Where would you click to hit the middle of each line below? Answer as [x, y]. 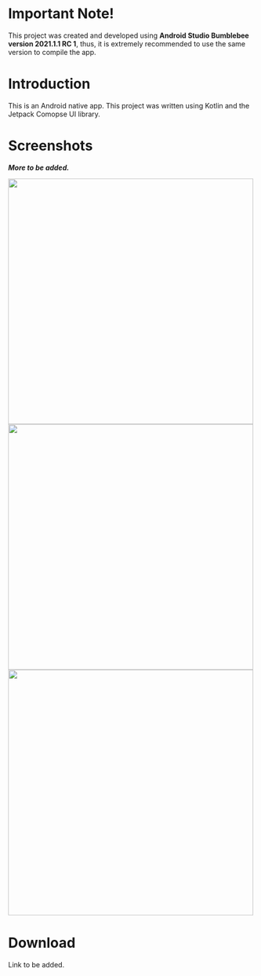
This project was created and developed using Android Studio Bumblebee [129, 35]
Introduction [49, 84]
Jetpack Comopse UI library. [54, 114]
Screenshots [51, 146]
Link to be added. [36, 964]
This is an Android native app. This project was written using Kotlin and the [129, 105]
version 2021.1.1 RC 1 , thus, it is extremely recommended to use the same [127, 43]
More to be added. [39, 167]
